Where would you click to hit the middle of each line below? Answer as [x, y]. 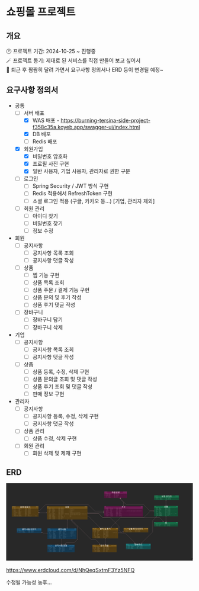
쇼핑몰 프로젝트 [41, 12]
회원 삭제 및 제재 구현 [57, 453]
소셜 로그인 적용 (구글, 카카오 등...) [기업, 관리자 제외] [94, 201]
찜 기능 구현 [46, 275]
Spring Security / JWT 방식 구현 [70, 186]
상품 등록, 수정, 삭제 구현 [61, 371]
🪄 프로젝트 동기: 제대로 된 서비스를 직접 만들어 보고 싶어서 [73, 60]
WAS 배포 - [46, 120]
